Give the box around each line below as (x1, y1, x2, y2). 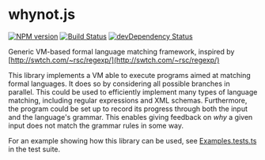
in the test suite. (8, 144, 61, 154)
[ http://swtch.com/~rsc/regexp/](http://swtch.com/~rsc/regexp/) (8, 55, 220, 65)
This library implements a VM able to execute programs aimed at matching (8, 70, 251, 80)
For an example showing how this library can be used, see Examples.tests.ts (8, 136, 257, 145)
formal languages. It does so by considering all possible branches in (8, 79, 231, 88)
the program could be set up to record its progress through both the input (8, 104, 248, 113)
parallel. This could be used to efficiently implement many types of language (8, 87, 258, 96)
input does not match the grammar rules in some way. (8, 121, 184, 130)
